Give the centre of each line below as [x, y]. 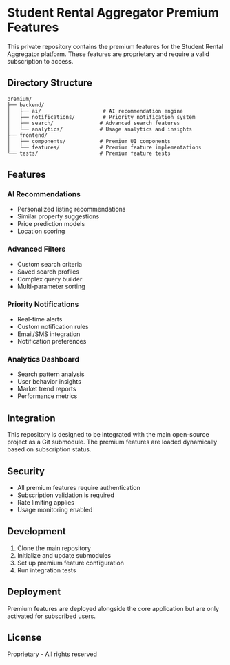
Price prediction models [51, 224]
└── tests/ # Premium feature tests [89, 153]
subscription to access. [40, 61]
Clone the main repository [54, 548]
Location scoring [41, 231]
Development [37, 531]
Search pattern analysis [51, 374]
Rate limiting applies [45, 502]
